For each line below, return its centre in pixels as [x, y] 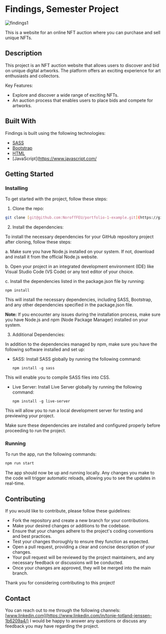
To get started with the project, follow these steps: [56, 199]
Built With [21, 121]
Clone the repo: [28, 209]
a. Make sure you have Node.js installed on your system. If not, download [80, 252]
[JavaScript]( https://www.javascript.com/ [55, 158]
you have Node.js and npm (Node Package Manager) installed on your [77, 320]
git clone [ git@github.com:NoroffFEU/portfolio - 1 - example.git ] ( [73, 218]
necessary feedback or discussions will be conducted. [68, 563]
